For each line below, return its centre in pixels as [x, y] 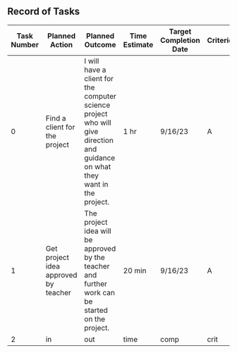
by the [95, 257]
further [96, 283]
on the [95, 318]
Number [25, 44]
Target [180, 31]
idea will [98, 230]
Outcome [100, 44]
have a [95, 70]
